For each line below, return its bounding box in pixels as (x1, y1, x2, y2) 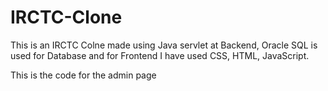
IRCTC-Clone (10, 6, 123, 29)
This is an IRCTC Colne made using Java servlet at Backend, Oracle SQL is (10, 39, 318, 51)
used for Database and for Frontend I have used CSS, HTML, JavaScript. (10, 49, 310, 61)
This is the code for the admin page (10, 69, 157, 81)
